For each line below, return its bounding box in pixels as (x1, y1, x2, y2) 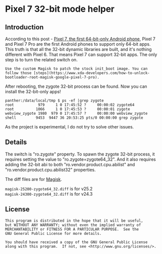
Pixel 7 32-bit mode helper (5, 3, 115, 15)
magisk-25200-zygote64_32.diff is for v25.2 (5, 185, 93, 192)
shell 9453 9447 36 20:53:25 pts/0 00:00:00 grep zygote (5, 115, 143, 120)
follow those (5, 71, 32, 76)
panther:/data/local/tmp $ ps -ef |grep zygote (5, 98, 104, 103)
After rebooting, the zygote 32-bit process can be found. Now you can (5, 83, 148, 89)
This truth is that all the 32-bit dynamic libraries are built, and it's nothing (5, 47, 152, 52)
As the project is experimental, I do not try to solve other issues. (5, 124, 134, 129)
